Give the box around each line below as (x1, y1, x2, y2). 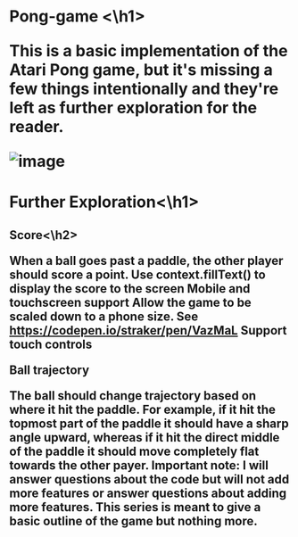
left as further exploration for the (9, 98, 258, 118)
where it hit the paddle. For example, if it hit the (9, 401, 277, 417)
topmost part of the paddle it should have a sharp (9, 416, 289, 431)
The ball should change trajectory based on (9, 388, 257, 403)
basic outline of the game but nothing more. (9, 513, 259, 528)
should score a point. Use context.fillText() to (9, 267, 266, 282)
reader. (9, 117, 64, 137)
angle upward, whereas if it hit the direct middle (9, 430, 280, 445)
